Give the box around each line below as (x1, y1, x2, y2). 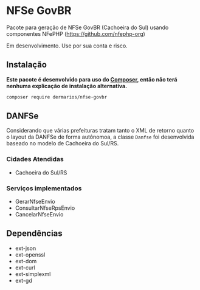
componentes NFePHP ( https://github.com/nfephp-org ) (6, 30, 146, 37)
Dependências (6, 229, 63, 239)
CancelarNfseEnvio (15, 211, 64, 218)
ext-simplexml (15, 270, 51, 277)
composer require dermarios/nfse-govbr (6, 94, 108, 100)
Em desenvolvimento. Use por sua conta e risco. (6, 42, 128, 49)
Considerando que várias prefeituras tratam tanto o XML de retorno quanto (6, 127, 195, 134)
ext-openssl (15, 250, 46, 258)
